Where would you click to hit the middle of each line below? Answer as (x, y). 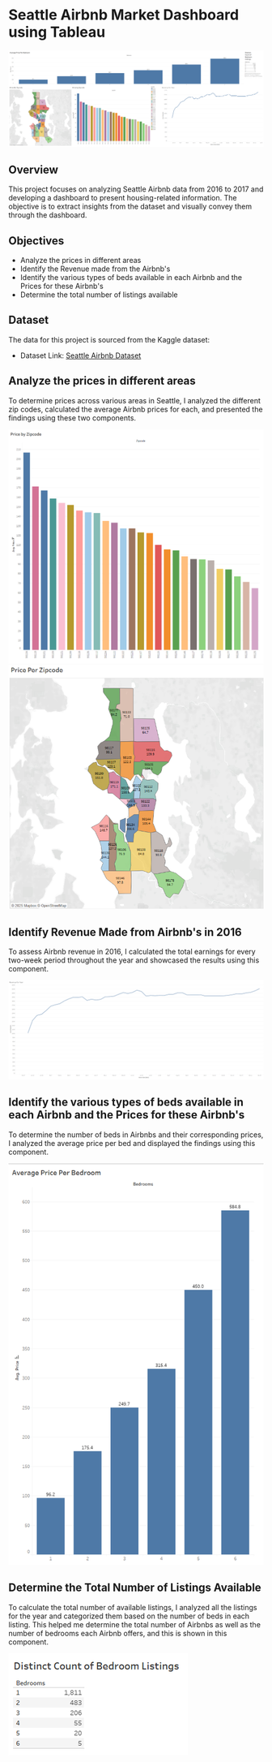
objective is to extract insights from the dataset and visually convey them (130, 207)
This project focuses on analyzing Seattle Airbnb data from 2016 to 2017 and (136, 189)
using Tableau (57, 32)
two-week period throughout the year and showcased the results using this (134, 960)
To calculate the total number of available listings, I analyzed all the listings (133, 1607)
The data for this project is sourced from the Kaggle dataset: (109, 339)
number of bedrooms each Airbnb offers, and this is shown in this (118, 1633)
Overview (34, 169)
